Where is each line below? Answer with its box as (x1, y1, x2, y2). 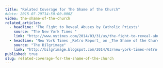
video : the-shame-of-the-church (5, 16, 70, 21)
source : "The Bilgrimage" (14, 43, 66, 47)
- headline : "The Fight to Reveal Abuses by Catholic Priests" (9, 25, 140, 30)
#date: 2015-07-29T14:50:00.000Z (5, 11, 73, 16)
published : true (5, 51, 38, 57)
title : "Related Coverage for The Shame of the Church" (5, 7, 120, 12)
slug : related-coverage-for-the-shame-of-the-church (5, 56, 114, 61)
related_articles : (5, 20, 42, 25)
